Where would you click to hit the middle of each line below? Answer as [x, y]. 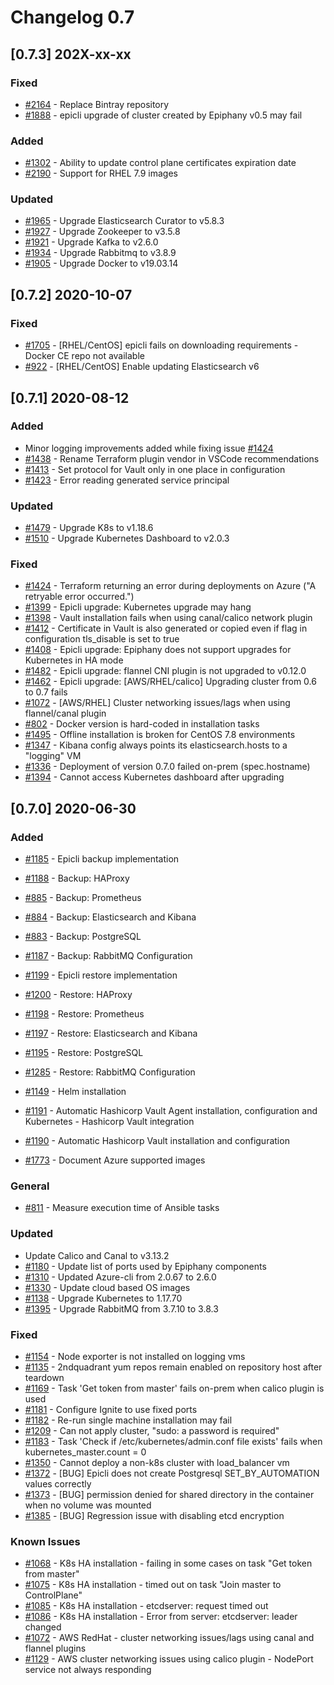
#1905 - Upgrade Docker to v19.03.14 [101, 263]
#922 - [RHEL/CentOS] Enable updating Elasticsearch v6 [142, 367]
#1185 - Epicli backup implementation [102, 859]
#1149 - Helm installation [75, 1092]
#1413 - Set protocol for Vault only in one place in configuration [155, 469]
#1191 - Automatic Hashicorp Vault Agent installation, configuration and [171, 1111]
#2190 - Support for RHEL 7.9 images [101, 173]
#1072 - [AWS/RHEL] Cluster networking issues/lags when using [157, 703]
